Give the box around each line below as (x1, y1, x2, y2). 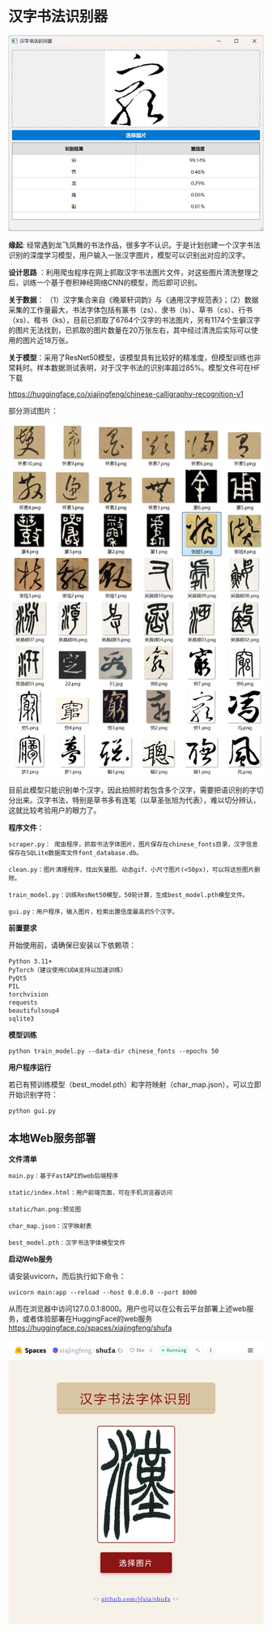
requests (8, 999, 38, 1007)
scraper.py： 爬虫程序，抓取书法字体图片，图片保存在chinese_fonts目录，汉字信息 (8, 840, 258, 848)
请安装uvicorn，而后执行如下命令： (8, 1271, 126, 1281)
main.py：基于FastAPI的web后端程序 (8, 1171, 119, 1180)
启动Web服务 (8, 1254, 53, 1264)
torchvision (8, 990, 49, 999)
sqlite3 (8, 1015, 35, 1023)
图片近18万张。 (22, 335, 73, 345)
